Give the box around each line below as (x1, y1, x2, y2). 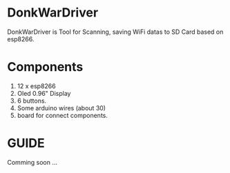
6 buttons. (17, 96, 47, 105)
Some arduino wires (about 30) (17, 103, 106, 112)
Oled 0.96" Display (17, 89, 71, 97)
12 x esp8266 (17, 81, 57, 90)
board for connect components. (17, 111, 108, 119)
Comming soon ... (7, 158, 57, 166)
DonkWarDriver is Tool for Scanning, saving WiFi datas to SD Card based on (7, 28, 224, 36)
